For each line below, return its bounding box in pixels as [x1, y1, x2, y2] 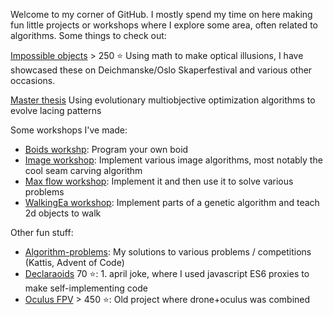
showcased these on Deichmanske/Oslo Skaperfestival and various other [10, 64, 313, 76]
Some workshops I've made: [10, 124, 128, 136]
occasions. [10, 75, 56, 86]
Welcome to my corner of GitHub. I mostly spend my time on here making [10, 9, 313, 20]
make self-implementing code [24, 282, 148, 294]
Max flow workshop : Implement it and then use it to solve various [24, 175, 294, 187]
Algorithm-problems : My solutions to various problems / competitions [24, 246, 312, 258]
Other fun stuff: [10, 227, 74, 238]
